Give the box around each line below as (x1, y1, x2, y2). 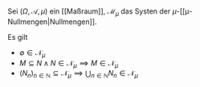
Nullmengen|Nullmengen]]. (7, 17, 97, 26)
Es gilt (7, 32, 28, 42)
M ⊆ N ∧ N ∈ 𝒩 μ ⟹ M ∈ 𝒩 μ (18, 58, 119, 69)
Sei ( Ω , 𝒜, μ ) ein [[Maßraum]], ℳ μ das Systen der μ (7, 6, 178, 18)
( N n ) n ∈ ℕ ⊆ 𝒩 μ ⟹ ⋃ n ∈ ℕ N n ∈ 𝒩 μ (18, 69, 138, 80)
